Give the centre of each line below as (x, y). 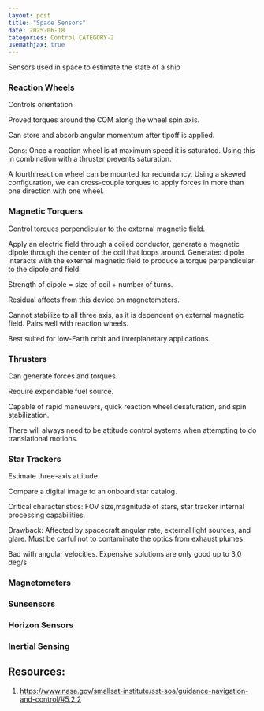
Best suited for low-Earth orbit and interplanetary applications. (110, 338)
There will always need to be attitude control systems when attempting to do (132, 430)
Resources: (37, 672)
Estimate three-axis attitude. (54, 476)
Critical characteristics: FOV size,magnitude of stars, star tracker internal (126, 507)
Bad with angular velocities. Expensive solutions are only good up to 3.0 (125, 554)
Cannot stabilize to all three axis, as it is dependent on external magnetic (126, 315)
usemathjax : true (37, 45)
